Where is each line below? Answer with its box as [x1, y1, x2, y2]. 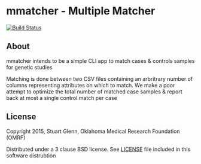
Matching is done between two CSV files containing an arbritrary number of [6, 75, 193, 82]
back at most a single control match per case [6, 94, 118, 101]
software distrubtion [6, 151, 56, 159]
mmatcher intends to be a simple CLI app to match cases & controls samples [6, 57, 195, 64]
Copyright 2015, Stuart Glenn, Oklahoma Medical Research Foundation [6, 127, 181, 135]
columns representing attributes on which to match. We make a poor [6, 81, 175, 89]
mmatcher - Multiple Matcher [6, 4, 156, 18]
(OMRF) [6, 133, 26, 141]
